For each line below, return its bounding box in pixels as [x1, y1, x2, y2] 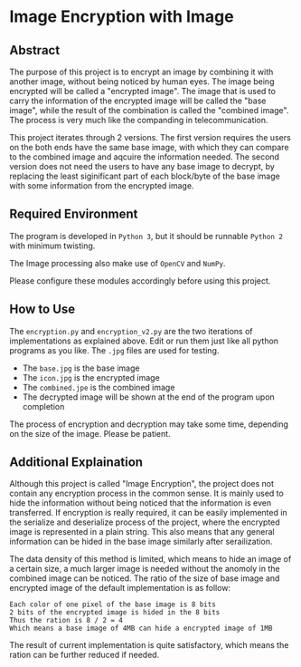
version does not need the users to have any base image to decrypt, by [9, 161, 276, 171]
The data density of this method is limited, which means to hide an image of [9, 554, 292, 565]
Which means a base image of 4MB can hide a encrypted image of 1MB [9, 623, 273, 633]
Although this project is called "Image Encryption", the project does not [9, 478, 274, 489]
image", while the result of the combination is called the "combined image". [9, 105, 289, 115]
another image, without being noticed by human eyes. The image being [9, 76, 275, 87]
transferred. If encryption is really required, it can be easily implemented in [9, 507, 287, 518]
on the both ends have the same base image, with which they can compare [9, 142, 289, 152]
